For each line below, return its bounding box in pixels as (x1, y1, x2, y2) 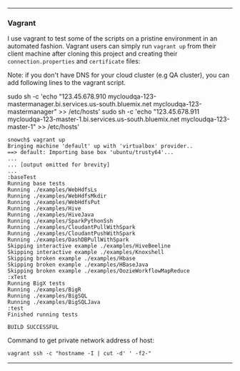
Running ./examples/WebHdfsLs (7, 186, 98, 193)
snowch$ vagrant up (7, 136, 66, 143)
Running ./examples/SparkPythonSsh (7, 218, 114, 225)
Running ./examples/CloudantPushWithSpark (7, 230, 136, 238)
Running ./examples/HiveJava (7, 211, 94, 218)
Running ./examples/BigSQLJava (7, 299, 101, 306)
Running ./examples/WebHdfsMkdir (7, 193, 107, 200)
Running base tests (7, 180, 66, 188)
